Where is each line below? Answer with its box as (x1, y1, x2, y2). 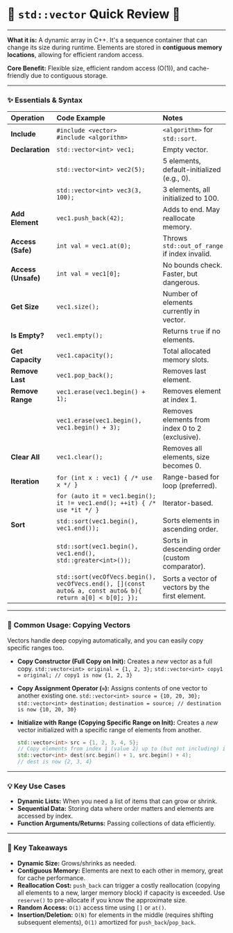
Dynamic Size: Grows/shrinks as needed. (17, 859, 137, 867)
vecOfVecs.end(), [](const (56, 580, 146, 588)
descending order (162, 545, 221, 554)
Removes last (162, 366, 207, 376)
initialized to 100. (162, 194, 220, 204)
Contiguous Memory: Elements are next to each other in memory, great (17, 866, 223, 875)
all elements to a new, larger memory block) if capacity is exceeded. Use (17, 889, 225, 897)
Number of (162, 289, 198, 299)
